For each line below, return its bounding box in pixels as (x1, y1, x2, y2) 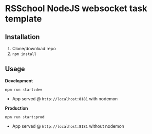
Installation (5, 33, 40, 41)
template (5, 13, 42, 24)
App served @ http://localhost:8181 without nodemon (12, 123, 124, 129)
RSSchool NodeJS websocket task (5, 3, 148, 14)
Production (5, 105, 28, 111)
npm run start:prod (5, 115, 45, 119)
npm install (12, 52, 37, 57)
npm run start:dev (5, 87, 42, 92)
